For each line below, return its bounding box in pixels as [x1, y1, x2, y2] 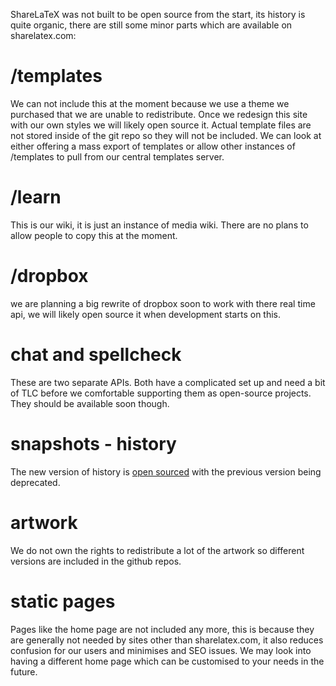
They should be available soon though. [10, 397, 170, 409]
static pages [10, 590, 116, 613]
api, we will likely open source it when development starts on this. [10, 308, 282, 320]
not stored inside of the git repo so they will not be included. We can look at [10, 129, 322, 141]
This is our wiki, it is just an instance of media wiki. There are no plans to [10, 219, 309, 231]
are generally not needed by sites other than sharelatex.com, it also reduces [10, 634, 324, 646]
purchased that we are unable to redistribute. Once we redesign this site [10, 108, 308, 120]
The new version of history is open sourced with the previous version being [10, 465, 322, 478]
